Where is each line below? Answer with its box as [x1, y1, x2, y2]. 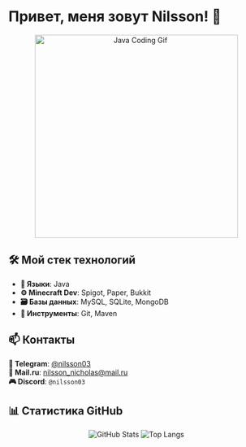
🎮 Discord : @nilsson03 [8, 376, 85, 386]
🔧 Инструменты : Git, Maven [19, 308, 118, 318]
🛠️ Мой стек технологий [8, 254, 136, 267]
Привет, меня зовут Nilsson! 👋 [8, 7, 222, 26]
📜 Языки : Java [19, 279, 71, 289]
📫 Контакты [8, 333, 76, 347]
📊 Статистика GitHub [8, 404, 123, 418]
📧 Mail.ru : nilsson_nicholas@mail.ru [8, 367, 128, 377]
